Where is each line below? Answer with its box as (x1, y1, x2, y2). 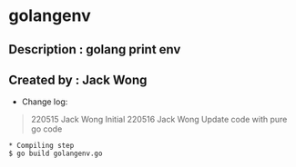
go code (30, 123, 63, 134)
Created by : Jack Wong (8, 72, 148, 87)
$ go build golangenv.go (8, 149, 103, 159)
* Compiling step (8, 142, 75, 151)
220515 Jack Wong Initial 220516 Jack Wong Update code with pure (30, 114, 288, 125)
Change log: (21, 96, 68, 107)
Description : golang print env (8, 42, 181, 57)
